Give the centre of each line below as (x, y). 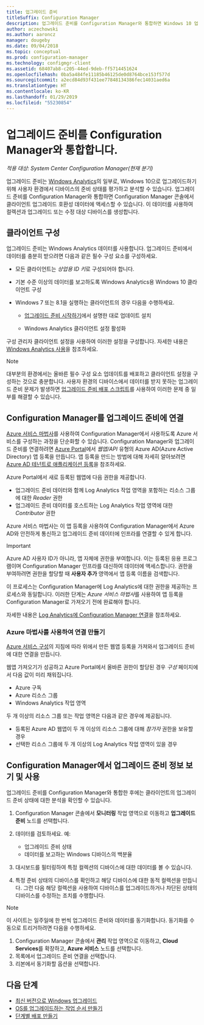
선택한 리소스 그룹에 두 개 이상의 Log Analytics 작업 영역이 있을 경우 (96, 744)
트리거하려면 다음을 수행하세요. (59, 928)
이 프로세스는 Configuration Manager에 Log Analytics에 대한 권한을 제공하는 (99, 587)
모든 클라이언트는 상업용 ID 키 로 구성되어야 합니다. (75, 269)
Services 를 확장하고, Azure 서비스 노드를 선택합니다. (79, 949)
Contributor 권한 (35, 513)
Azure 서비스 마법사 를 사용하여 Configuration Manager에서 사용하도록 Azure (99, 434)
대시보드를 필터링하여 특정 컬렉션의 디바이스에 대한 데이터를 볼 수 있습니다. (104, 868)
